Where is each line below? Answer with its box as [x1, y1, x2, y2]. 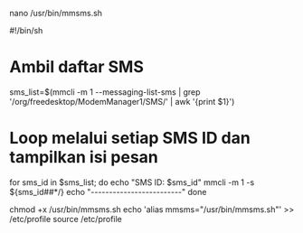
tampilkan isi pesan [9, 147, 158, 168]
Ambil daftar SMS [9, 57, 145, 78]
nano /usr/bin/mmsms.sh [9, 8, 102, 18]
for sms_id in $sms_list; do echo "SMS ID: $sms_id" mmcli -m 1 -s [9, 176, 255, 188]
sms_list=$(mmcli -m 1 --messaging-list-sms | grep [9, 86, 201, 98]
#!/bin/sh [9, 25, 43, 35]
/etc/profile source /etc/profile [9, 213, 122, 224]
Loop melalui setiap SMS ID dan [9, 128, 251, 148]
